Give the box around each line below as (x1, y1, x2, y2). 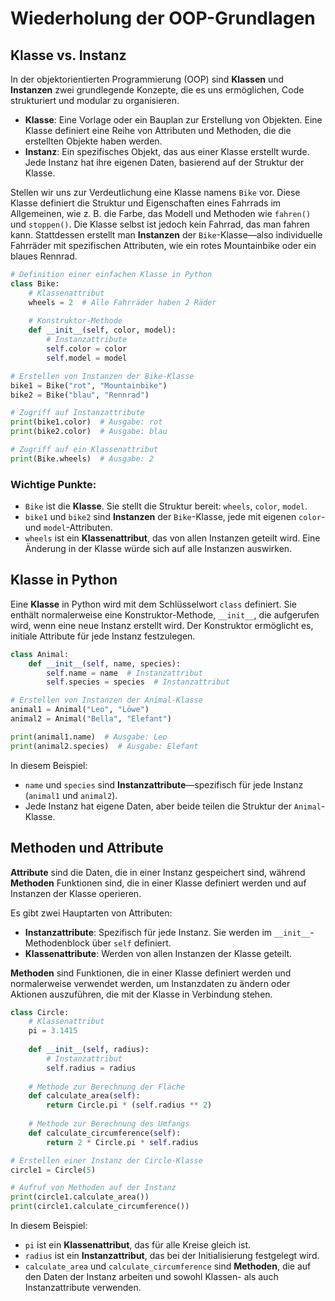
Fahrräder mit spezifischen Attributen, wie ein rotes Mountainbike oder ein (10, 240, 317, 251)
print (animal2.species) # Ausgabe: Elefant (10, 741, 199, 751)
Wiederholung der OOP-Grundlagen (10, 7, 316, 30)
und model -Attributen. (24, 522, 113, 534)
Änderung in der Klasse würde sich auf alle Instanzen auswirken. (24, 543, 293, 555)
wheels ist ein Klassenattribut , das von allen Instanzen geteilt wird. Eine (24, 532, 321, 544)
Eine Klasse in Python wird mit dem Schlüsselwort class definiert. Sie (10, 598, 298, 610)
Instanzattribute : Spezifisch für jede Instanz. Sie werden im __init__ (24, 926, 311, 938)
